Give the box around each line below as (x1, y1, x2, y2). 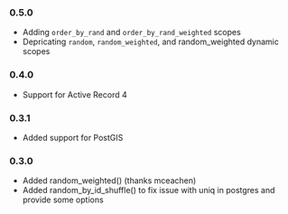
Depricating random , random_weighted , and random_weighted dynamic (22, 36, 280, 47)
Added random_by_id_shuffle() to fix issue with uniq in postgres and (22, 185, 275, 196)
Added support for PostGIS (22, 132, 124, 143)
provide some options (22, 194, 104, 205)
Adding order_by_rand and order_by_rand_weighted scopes (22, 27, 241, 38)
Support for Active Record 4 (22, 88, 128, 100)
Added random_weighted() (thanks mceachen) (22, 175, 197, 186)
